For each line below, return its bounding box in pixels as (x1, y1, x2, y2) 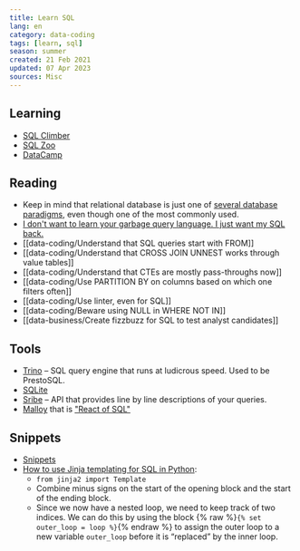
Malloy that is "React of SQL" (22, 404, 131, 415)
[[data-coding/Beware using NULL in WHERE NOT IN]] (22, 305, 227, 316)
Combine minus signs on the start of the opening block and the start (35, 483, 292, 494)
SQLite (22, 384, 48, 395)
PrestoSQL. (22, 375, 65, 386)
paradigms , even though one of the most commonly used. (22, 209, 239, 220)
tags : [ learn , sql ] (9, 38, 83, 48)
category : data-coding (9, 30, 95, 39)
